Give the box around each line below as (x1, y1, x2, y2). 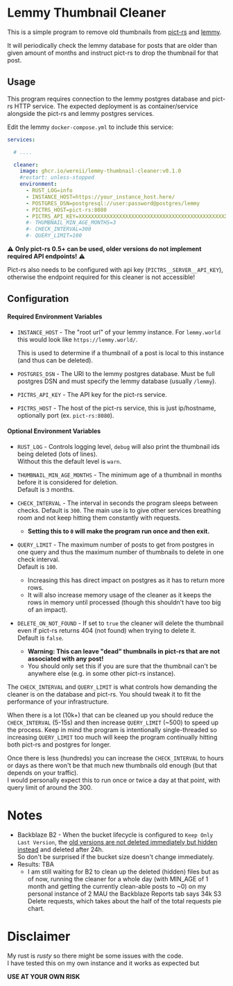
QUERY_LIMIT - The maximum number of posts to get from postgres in (17, 540, 215, 549)
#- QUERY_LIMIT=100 (25, 232, 82, 239)
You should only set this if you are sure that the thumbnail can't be (27, 661, 217, 670)
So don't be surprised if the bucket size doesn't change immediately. (17, 852, 214, 861)
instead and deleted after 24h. (17, 845, 104, 853)
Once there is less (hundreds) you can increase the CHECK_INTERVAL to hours (7, 754, 224, 762)
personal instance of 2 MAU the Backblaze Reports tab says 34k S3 (27, 890, 222, 898)
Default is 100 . (17, 562, 58, 570)
